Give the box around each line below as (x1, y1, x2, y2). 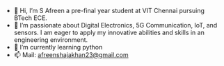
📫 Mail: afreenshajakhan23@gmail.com (13, 51, 129, 58)
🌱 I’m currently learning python (13, 43, 103, 51)
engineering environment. (13, 36, 88, 44)
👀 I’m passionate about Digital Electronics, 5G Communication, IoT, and (13, 21, 218, 29)
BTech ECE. (13, 14, 47, 22)
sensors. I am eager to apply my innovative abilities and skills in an (13, 28, 205, 36)
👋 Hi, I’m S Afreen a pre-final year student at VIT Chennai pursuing (13, 7, 205, 14)
